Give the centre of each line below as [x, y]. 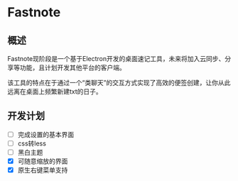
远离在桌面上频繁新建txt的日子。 [55, 92]
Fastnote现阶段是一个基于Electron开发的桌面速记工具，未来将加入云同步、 [116, 59]
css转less [32, 143]
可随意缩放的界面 [43, 161]
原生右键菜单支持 [43, 170]
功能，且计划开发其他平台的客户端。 [72, 67]
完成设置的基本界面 [46, 134]
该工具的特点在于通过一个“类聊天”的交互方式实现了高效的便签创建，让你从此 [119, 83]
